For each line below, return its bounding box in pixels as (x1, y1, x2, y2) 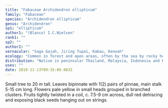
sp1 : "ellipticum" (5, 26, 43, 31)
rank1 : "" (5, 35, 26, 40)
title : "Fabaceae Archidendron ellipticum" (5, 7, 97, 12)
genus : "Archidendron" (5, 21, 52, 26)
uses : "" (5, 63, 23, 68)
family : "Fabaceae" (5, 12, 46, 17)
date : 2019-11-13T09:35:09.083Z (5, 68, 72, 73)
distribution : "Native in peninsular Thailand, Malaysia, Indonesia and (5, 58, 160, 63)
